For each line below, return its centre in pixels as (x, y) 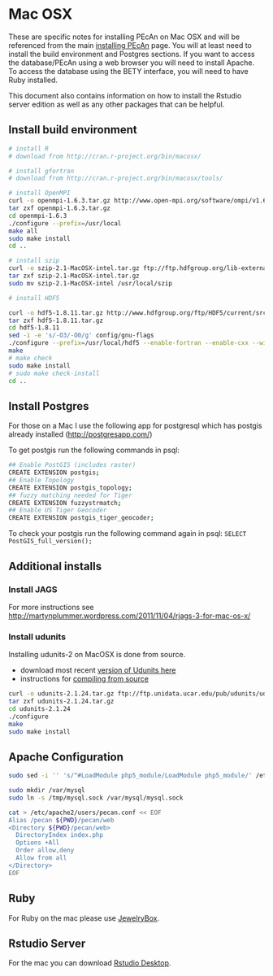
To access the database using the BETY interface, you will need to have (129, 71)
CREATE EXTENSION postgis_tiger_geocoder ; (81, 518)
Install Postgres (49, 406)
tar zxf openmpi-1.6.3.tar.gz (60, 208)
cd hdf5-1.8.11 (34, 328)
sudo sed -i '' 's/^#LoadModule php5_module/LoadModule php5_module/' (130, 776)
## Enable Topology (41, 480)
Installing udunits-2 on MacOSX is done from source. (97, 655)
